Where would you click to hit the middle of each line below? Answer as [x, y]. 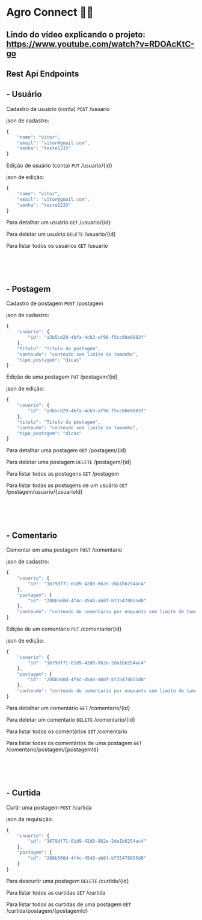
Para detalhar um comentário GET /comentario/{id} [68, 708]
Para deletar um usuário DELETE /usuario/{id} [61, 234]
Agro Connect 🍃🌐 [50, 12]
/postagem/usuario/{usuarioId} [44, 492]
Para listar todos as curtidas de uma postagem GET [69, 904]
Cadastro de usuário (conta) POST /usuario [58, 109]
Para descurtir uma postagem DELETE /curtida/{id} [68, 881]
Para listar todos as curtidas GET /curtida [56, 892]
